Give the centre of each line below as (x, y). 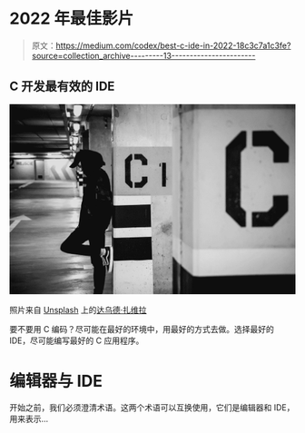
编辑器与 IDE (56, 381)
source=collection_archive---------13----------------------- (143, 55)
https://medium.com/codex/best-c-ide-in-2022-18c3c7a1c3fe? (173, 45)
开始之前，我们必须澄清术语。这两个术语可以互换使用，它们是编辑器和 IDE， (152, 408)
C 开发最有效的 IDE (62, 87)
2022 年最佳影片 (72, 19)
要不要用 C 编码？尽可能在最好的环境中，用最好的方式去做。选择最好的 (142, 330)
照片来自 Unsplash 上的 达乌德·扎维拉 (78, 310)
